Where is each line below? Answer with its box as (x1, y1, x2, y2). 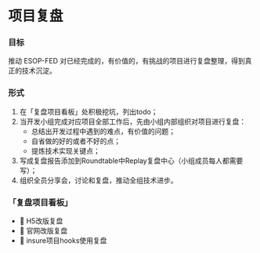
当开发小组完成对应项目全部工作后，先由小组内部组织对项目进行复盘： (19, 117, 247, 126)
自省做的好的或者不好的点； (31, 136, 121, 146)
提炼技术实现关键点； (31, 146, 100, 155)
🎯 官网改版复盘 (19, 226, 68, 236)
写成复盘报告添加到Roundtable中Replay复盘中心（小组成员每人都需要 (19, 156, 244, 165)
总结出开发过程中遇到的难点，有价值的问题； (31, 126, 176, 136)
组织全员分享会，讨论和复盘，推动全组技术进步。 (19, 175, 178, 185)
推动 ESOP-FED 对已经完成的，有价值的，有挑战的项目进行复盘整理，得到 (8, 56, 245, 66)
